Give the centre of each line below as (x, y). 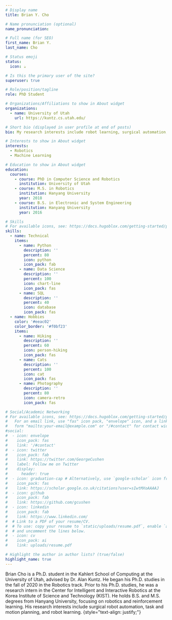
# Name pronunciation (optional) (41, 24)
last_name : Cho (21, 48)
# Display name (21, 10)
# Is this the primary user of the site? (50, 76)
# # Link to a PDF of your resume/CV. (48, 521)
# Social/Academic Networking (38, 412)
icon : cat (34, 374)
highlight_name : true (28, 559)
